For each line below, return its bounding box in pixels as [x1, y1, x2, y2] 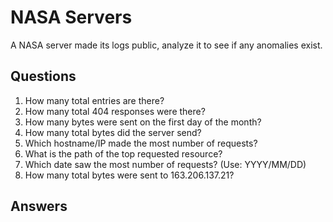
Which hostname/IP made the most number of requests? [24, 137, 258, 149]
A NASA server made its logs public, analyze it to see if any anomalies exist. [10, 39, 323, 51]
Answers [10, 198, 68, 215]
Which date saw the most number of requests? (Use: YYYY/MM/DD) [24, 158, 307, 170]
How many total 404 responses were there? [24, 105, 206, 117]
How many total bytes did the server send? [24, 126, 202, 138]
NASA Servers [10, 6, 133, 29]
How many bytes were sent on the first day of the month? [24, 116, 262, 128]
